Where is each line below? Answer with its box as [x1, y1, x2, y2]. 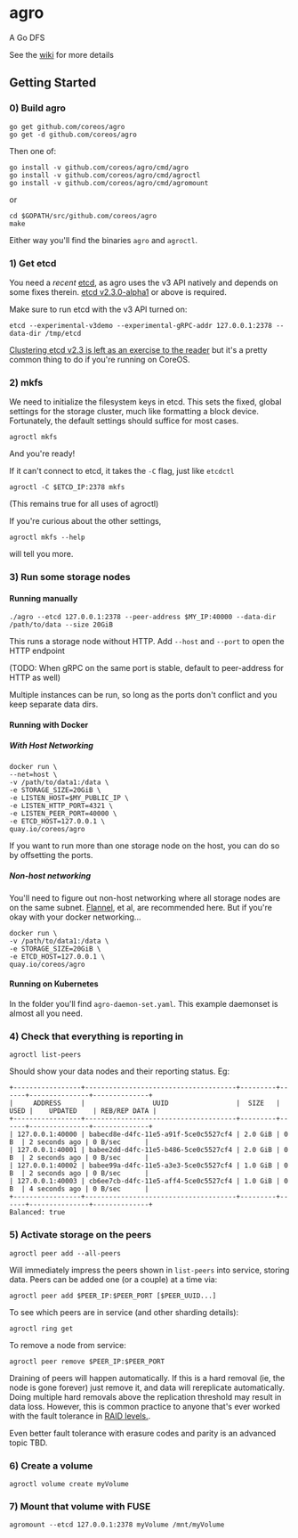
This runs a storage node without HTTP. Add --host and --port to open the [9, 636, 285, 647]
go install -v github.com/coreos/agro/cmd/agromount [9, 178, 209, 187]
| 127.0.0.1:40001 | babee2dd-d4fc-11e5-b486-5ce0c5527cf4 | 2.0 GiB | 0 [9, 1146, 289, 1155]
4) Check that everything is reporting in [9, 1030, 184, 1043]
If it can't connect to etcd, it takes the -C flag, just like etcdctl [9, 466, 235, 477]
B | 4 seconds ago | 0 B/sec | [9, 1184, 149, 1194]
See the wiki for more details [9, 49, 114, 60]
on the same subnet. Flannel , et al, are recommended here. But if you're [9, 902, 273, 912]
